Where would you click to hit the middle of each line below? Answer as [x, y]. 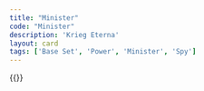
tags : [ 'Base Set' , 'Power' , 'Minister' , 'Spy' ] [103, 52]
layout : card [34, 43]
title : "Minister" [44, 18]
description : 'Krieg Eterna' [64, 35]
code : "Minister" [42, 26]
